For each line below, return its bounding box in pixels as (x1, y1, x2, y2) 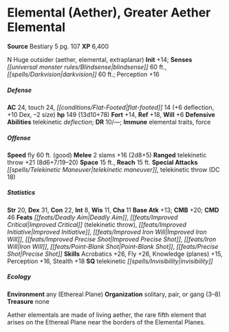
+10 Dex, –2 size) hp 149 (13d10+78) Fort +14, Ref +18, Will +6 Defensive (7, 110, 215, 118)
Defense (7, 86, 32, 94)
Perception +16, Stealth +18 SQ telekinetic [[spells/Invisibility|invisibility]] (7, 256, 213, 265)
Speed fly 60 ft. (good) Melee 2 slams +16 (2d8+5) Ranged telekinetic (7, 151, 207, 159)
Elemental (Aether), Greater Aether (7, 5, 211, 21)
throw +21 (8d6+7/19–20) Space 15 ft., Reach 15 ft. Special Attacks (7, 158, 198, 166)
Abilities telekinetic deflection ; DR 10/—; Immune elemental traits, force (7, 118, 211, 126)
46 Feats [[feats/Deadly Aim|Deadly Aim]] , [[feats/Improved (7, 213, 178, 221)
